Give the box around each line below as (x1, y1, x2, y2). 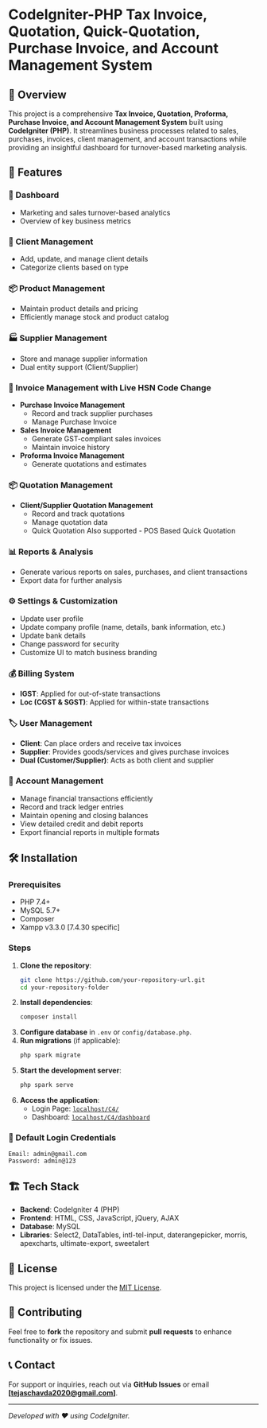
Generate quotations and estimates (31, 459, 147, 468)
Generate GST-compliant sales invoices (31, 433, 161, 443)
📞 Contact (8, 1358, 56, 1372)
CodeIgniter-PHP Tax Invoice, (8, 6, 208, 24)
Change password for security (19, 638, 120, 649)
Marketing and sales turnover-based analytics (19, 208, 171, 217)
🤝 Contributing (8, 1306, 83, 1319)
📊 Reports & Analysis (8, 546, 94, 557)
